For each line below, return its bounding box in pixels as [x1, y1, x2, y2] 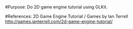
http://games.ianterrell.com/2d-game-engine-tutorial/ [5, 19, 113, 24]
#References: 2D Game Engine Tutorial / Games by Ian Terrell [5, 14, 128, 19]
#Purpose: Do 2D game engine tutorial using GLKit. [5, 4, 108, 10]
